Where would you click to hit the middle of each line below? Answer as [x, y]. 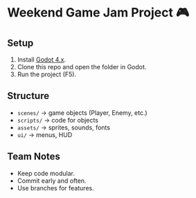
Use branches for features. [56, 188]
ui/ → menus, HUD [45, 134]
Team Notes [34, 157]
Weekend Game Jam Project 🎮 [98, 13]
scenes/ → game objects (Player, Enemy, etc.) [82, 112]
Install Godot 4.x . [42, 60]
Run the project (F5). [47, 74]
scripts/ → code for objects [58, 120]
